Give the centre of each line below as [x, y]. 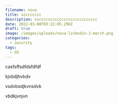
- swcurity [21, 43]
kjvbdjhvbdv [18, 76]
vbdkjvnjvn [17, 96]
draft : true [18, 29]
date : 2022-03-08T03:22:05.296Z [39, 24]
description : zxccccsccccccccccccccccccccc [51, 19]
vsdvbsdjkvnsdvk [23, 86]
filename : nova [21, 10]
